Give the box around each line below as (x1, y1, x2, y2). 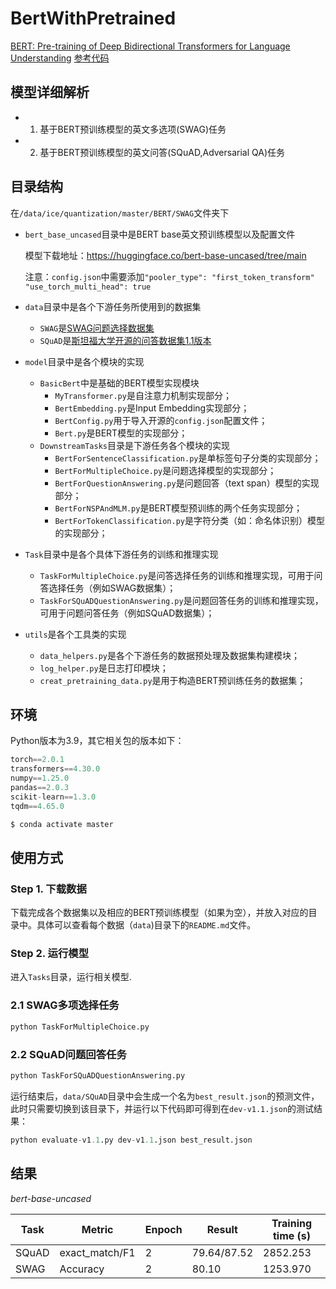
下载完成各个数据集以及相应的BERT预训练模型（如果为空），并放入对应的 (10, 907, 309, 919)
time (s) (272, 1228, 312, 1242)
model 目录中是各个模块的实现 (24, 355, 145, 367)
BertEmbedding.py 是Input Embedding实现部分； (54, 402, 250, 414)
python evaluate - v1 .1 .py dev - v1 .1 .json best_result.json (10, 1135, 253, 1145)
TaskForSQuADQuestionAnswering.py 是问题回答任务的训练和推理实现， (39, 594, 324, 606)
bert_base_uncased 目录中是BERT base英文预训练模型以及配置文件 (24, 228, 296, 240)
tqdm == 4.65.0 (10, 801, 65, 811)
